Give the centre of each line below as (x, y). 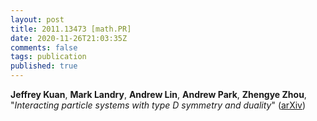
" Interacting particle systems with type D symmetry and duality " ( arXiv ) (158, 105)
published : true (44, 66)
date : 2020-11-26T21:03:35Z (69, 38)
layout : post (37, 19)
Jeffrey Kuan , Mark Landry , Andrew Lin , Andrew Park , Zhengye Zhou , (158, 94)
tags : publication (48, 57)
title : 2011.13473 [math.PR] (71, 29)
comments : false (44, 47)
